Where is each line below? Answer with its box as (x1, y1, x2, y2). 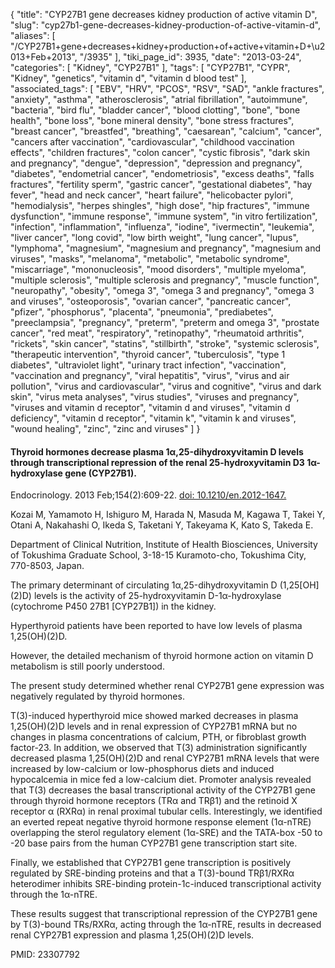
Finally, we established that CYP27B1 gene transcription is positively (10, 857, 292, 869)
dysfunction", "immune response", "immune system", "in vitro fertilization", (10, 210, 318, 222)
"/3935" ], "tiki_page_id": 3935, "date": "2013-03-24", (79, 51, 302, 63)
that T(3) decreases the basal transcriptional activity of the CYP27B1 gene (10, 784, 316, 796)
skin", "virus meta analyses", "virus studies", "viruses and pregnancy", (10, 391, 300, 403)
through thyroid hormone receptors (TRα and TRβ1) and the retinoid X (10, 795, 298, 807)
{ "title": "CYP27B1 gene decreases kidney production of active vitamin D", (10, 9, 318, 20)
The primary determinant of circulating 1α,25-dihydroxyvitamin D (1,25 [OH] (10, 579, 320, 591)
